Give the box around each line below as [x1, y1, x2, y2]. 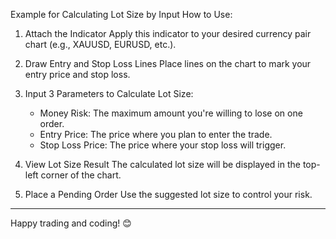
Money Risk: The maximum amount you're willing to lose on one [39, 107, 303, 119]
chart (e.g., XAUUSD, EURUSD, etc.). [24, 39, 177, 50]
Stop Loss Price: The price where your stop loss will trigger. [39, 139, 287, 151]
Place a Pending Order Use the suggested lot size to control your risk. [24, 189, 313, 200]
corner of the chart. [40, 169, 122, 181]
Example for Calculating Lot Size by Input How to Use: [10, 9, 233, 20]
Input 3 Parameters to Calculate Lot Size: [24, 88, 194, 99]
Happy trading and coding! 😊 [10, 217, 132, 229]
